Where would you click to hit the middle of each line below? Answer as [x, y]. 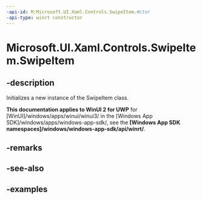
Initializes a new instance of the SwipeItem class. [68, 97]
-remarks [24, 147]
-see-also [25, 169]
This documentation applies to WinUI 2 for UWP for [72, 109]
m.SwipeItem [40, 60]
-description [30, 83]
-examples [27, 189]
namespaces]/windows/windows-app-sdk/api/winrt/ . [76, 129]
